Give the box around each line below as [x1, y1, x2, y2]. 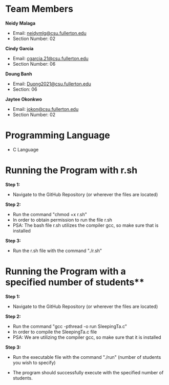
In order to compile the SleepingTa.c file [12, 329, 97, 335]
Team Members [5, 3, 73, 15]
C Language [12, 146, 39, 152]
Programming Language [5, 129, 110, 141]
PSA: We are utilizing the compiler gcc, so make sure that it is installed [12, 334, 161, 340]
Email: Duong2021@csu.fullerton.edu [12, 81, 91, 87]
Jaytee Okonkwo [5, 96, 43, 102]
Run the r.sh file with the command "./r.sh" [12, 247, 102, 254]
